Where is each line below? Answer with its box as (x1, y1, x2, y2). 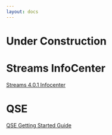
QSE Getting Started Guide (6, 121, 71, 128)
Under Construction (6, 34, 107, 48)
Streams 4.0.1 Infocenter (6, 81, 66, 88)
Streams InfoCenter (6, 62, 106, 75)
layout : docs (6, 8, 39, 15)
